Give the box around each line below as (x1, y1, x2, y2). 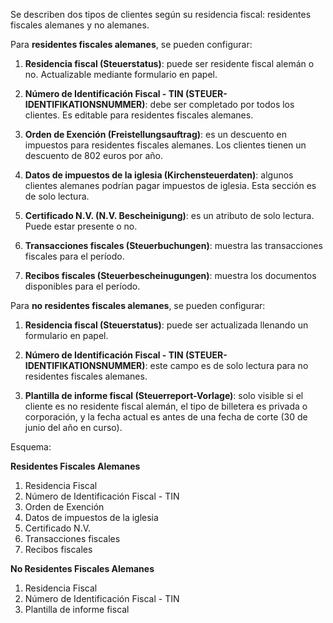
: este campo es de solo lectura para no (144, 360, 309, 371)
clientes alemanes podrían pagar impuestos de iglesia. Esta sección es (24, 180, 317, 191)
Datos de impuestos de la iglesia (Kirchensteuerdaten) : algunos (24, 169, 294, 181)
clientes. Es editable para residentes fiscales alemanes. (24, 109, 254, 121)
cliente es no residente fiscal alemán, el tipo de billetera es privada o (24, 400, 308, 412)
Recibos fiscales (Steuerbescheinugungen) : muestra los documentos (24, 270, 317, 281)
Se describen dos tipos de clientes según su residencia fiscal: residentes (10, 9, 312, 20)
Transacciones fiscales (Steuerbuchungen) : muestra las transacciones (24, 240, 323, 251)
